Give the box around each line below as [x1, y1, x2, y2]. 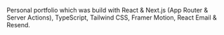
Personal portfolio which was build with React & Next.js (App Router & [6, 6, 209, 14]
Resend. [6, 21, 31, 29]
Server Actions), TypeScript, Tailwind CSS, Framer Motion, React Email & [6, 13, 217, 22]
